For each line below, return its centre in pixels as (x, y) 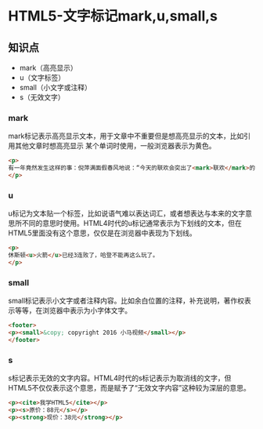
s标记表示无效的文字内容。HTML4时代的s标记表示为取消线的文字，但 (120, 378)
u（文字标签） (42, 78)
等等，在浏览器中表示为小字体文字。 (73, 311)
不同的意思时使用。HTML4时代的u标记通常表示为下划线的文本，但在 (132, 224)
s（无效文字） (42, 97)
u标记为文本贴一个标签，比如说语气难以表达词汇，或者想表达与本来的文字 (127, 213)
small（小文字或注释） (56, 87)
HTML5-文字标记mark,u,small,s (113, 16)
